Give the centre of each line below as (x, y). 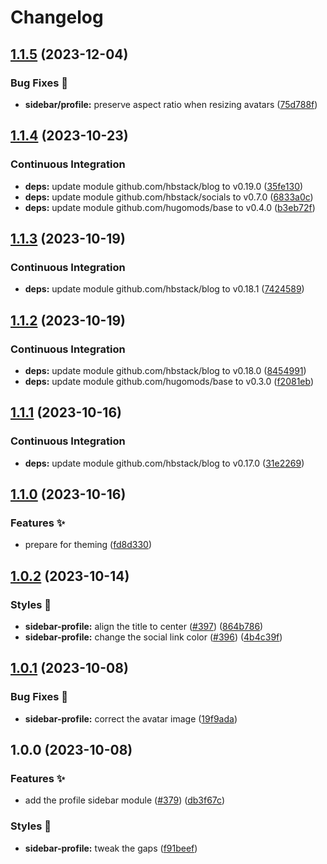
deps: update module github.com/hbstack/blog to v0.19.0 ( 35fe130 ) (164, 186)
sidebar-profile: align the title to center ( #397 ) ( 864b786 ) (144, 626)
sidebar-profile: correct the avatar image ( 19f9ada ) (131, 718)
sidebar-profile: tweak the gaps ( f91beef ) (111, 848)
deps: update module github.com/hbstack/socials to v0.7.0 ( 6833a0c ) (169, 197)
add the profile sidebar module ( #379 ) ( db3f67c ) (124, 800)
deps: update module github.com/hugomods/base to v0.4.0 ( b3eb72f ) (170, 207)
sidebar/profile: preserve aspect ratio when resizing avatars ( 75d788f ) (171, 104)
